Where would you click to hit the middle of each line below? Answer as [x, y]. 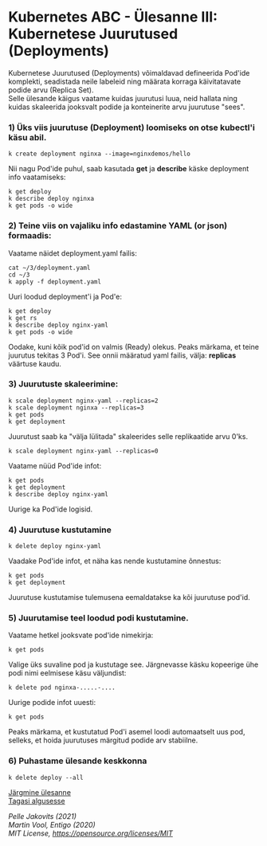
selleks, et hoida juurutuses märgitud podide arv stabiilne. [103, 740]
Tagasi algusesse [37, 801]
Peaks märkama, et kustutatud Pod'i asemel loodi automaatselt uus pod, [127, 732]
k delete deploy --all [46, 777]
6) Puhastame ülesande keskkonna [78, 761]
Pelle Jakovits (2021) [43, 816]
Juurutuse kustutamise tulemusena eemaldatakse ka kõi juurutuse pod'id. [129, 597]
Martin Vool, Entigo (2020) [52, 824]
